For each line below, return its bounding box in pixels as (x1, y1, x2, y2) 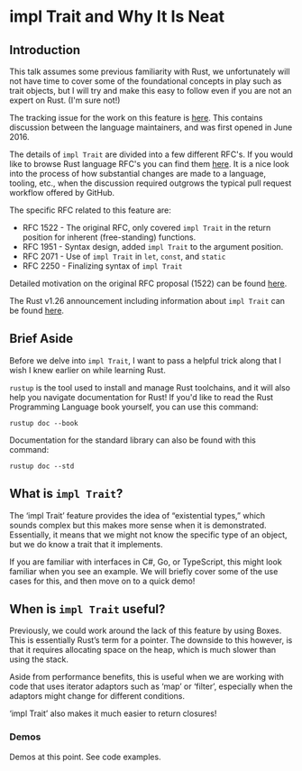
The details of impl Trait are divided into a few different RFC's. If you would (9, 149, 294, 160)
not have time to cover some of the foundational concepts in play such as (9, 76, 282, 87)
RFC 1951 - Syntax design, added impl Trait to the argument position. (22, 242, 284, 252)
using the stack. (9, 654, 69, 665)
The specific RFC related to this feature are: (9, 205, 171, 216)
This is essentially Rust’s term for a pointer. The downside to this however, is (9, 635, 293, 646)
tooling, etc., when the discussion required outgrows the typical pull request (9, 178, 292, 188)
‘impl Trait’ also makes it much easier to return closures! (9, 708, 217, 719)
